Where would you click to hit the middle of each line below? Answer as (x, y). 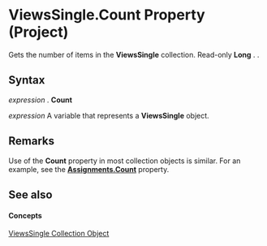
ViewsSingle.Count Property (107, 15)
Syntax (27, 80)
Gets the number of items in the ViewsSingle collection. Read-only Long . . (134, 54)
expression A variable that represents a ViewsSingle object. (109, 115)
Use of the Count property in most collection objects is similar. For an (125, 161)
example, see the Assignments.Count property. (89, 169)
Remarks (32, 141)
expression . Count (41, 100)
